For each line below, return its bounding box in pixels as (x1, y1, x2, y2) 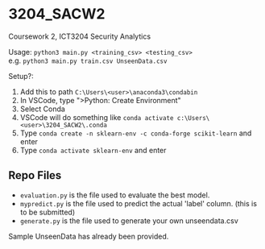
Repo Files (8, 168, 62, 182)
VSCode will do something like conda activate (19, 112, 174, 122)
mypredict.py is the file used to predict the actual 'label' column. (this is (19, 198, 258, 208)
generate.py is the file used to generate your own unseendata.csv (19, 215, 239, 226)
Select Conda (19, 104, 66, 114)
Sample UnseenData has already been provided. (8, 231, 169, 241)
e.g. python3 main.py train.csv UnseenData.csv (8, 56, 168, 65)
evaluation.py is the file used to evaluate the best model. (19, 190, 210, 200)
